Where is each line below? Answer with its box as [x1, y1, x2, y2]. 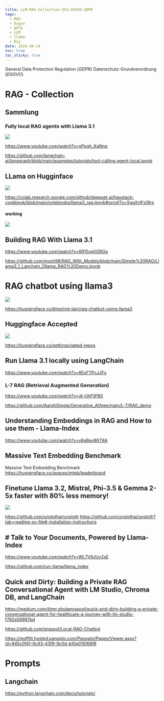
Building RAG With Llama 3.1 [5, 235, 93, 244]
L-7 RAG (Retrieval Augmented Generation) [5, 382, 109, 389]
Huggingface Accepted [5, 320, 78, 329]
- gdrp [9, 26, 23, 30]
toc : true [5, 48, 25, 53]
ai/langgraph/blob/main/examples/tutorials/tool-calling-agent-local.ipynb [5, 158, 153, 164]
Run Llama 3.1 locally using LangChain [5, 357, 124, 365]
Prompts [5, 658, 41, 669]
